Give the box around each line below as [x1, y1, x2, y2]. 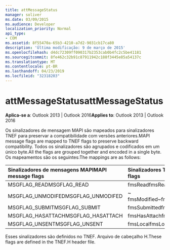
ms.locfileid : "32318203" [5, 74, 60, 79]
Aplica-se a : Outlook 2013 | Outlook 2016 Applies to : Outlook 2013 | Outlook [5, 112, 164, 118]
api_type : [5, 31, 26, 36]
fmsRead [127, 181, 149, 188]
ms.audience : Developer [5, 21, 56, 27]
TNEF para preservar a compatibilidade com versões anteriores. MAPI [5, 132, 150, 138]
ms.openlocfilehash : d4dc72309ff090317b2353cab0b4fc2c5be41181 [5, 50, 142, 55]
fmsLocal [127, 220, 150, 227]
